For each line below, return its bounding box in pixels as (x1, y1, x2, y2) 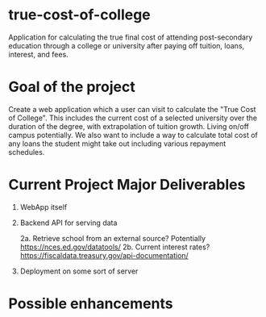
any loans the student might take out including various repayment (8, 139, 227, 148)
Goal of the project (8, 78, 135, 96)
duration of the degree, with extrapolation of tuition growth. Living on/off (8, 121, 250, 131)
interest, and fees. (8, 49, 69, 59)
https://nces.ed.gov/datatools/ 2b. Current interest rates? (19, 242, 210, 252)
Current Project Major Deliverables (8, 176, 246, 194)
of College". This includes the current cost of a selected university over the (8, 113, 258, 123)
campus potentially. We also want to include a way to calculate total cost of (8, 130, 258, 140)
